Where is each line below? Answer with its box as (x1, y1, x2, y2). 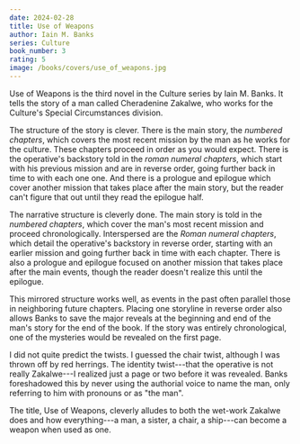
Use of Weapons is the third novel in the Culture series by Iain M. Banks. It (9, 87, 284, 99)
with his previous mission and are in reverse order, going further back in (9, 163, 276, 174)
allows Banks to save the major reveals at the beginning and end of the (9, 313, 271, 323)
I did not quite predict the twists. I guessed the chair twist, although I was (9, 349, 280, 360)
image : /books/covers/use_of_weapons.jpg (9, 64, 167, 73)
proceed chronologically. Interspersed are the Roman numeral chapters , (9, 228, 277, 239)
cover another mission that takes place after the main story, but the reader (9, 182, 285, 193)
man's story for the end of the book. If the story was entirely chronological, (9, 322, 287, 333)
